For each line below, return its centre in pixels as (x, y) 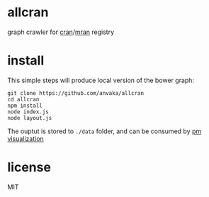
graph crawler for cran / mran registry (61, 32)
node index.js (28, 112)
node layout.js (30, 118)
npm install (25, 106)
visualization (26, 138)
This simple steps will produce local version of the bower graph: (101, 80)
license (29, 168)
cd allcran (23, 99)
